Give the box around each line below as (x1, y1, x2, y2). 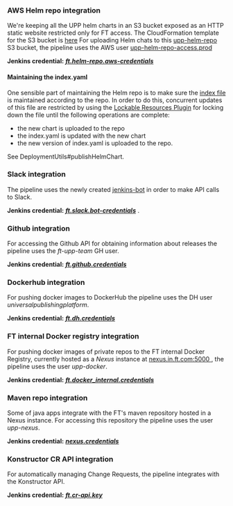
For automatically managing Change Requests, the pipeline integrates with (7, 470, 220, 478)
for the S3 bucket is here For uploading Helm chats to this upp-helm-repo (7, 36, 217, 44)
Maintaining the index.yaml (7, 72, 88, 81)
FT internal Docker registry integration (7, 332, 139, 341)
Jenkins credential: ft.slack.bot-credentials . (7, 206, 140, 214)
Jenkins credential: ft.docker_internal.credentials (7, 375, 155, 384)
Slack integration (7, 170, 66, 179)
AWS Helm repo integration (7, 6, 101, 15)
